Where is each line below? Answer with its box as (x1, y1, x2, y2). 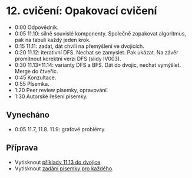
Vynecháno (6, 110, 50, 120)
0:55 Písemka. (14, 80, 49, 87)
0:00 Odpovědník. (14, 24, 59, 31)
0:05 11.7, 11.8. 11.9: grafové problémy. (14, 125, 106, 132)
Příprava (6, 143, 38, 153)
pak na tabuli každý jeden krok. (14, 36, 91, 43)
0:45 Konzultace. (14, 74, 57, 81)
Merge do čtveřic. (14, 67, 58, 75)
